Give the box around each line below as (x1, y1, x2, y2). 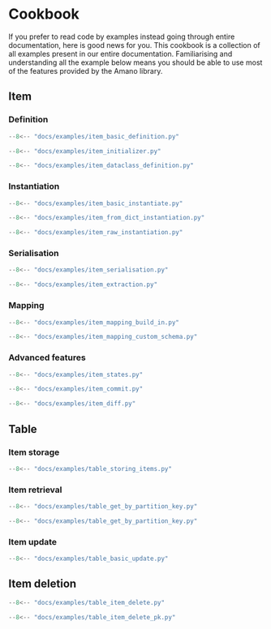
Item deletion (8, 577, 77, 591)
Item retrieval (8, 484, 62, 495)
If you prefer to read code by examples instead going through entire (8, 32, 235, 41)
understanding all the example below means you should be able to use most (8, 58, 263, 67)
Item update (8, 536, 58, 547)
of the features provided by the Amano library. (8, 66, 163, 75)
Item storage (8, 447, 60, 458)
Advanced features (8, 352, 87, 363)
